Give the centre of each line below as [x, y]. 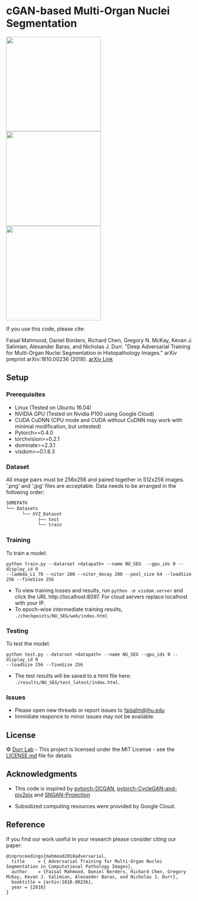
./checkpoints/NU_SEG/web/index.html [61, 616]
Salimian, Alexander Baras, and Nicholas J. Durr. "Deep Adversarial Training [98, 346]
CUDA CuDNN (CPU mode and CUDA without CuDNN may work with [98, 420]
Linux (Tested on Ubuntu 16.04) [53, 407]
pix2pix [24, 795]
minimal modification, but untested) [58, 426]
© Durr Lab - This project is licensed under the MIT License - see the [90, 749]
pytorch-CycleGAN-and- [147, 788]
